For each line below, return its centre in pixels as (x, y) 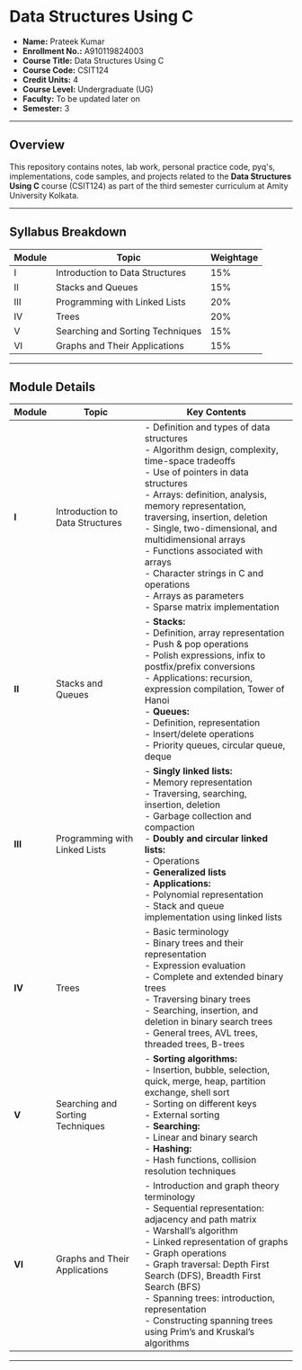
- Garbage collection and (198, 816)
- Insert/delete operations (199, 734)
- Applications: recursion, (199, 678)
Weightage (234, 257)
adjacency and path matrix (200, 1220)
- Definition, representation (202, 723)
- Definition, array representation (214, 633)
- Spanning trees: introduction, (210, 1298)
